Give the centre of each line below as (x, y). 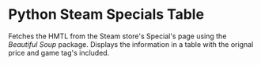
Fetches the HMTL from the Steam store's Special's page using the (117, 36)
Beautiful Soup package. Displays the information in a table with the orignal (131, 44)
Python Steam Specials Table (106, 14)
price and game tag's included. (59, 52)
